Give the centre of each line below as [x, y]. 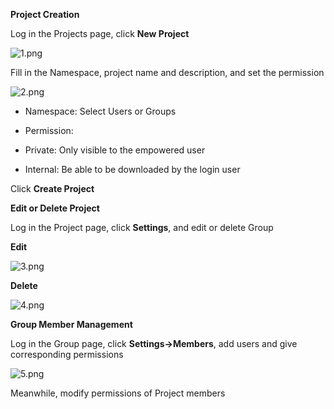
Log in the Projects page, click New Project [100, 33]
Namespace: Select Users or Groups [100, 111]
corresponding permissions [67, 354]
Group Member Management [71, 324]
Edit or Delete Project [55, 208]
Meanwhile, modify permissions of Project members [118, 393]
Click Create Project [52, 188]
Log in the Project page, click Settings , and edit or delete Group [142, 227]
